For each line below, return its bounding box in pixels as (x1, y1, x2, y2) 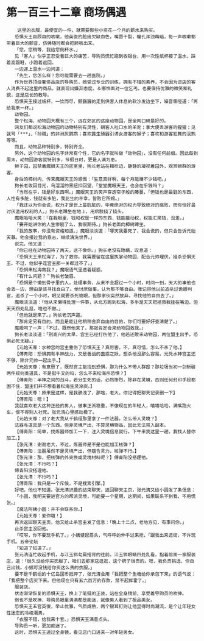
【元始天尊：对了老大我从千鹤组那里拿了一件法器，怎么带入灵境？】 (14, 416, 160, 422)
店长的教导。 (24, 92, 52, 98)
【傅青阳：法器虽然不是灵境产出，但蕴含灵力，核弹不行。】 (14, 448, 139, 454)
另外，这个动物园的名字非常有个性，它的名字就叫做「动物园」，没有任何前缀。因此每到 (14, 150, 199, 156)
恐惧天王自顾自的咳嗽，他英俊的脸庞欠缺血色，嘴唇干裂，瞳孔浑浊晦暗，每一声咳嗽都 (14, 34, 196, 40)
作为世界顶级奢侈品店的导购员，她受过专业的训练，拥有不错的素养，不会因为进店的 (14, 79, 192, 85)
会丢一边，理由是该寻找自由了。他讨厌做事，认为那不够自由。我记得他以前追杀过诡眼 (6, 286, 188, 292)
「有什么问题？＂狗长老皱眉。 (14, 273, 78, 279)
